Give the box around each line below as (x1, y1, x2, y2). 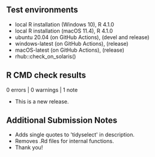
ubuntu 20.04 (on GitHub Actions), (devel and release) (14, 33, 150, 41)
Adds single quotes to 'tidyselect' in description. (14, 131, 135, 138)
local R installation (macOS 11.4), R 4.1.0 (14, 27, 113, 34)
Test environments (6, 5, 78, 15)
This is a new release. (14, 97, 69, 105)
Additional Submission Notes (6, 115, 118, 126)
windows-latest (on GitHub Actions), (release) (14, 40, 129, 47)
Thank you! (14, 144, 43, 151)
